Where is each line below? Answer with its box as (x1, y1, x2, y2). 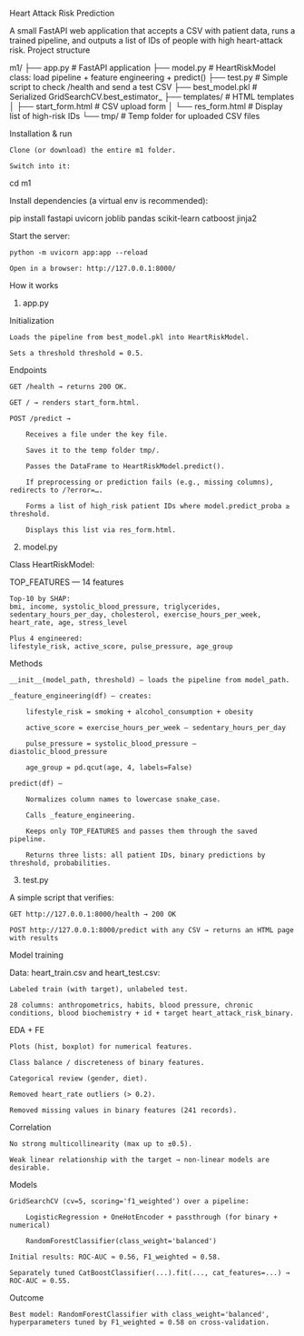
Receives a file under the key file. (25, 430, 169, 439)
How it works (9, 280, 59, 290)
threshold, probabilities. (9, 859, 112, 868)
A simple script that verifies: (9, 892, 114, 903)
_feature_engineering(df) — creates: (9, 691, 152, 700)
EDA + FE (9, 1025, 45, 1035)
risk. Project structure (9, 45, 91, 55)
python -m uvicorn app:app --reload (9, 248, 148, 257)
